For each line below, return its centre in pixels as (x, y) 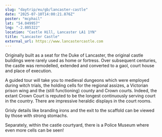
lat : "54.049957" (23, 23)
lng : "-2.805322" (23, 28)
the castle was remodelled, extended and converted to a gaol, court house (80, 65)
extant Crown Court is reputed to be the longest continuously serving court (80, 96)
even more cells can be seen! (35, 130)
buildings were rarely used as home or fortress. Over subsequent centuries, (81, 60)
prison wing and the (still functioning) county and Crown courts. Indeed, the (81, 90)
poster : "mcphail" (24, 19)
